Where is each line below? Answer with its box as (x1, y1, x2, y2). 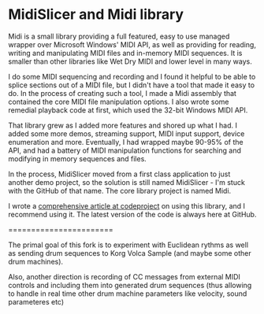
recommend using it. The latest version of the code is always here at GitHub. (8, 209, 257, 219)
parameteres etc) (8, 297, 65, 306)
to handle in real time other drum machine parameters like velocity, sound (8, 289, 247, 298)
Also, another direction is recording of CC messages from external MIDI (8, 272, 240, 281)
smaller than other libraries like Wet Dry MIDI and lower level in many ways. (8, 57, 252, 66)
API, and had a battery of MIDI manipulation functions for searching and (8, 146, 242, 155)
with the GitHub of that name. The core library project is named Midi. (8, 186, 232, 195)
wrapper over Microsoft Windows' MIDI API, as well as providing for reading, (8, 39, 256, 49)
